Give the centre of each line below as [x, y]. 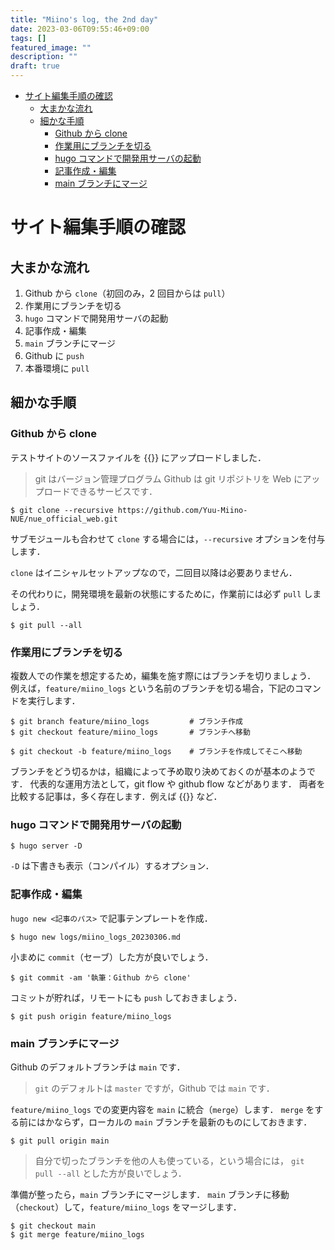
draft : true [35, 66]
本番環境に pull [57, 368]
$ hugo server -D [46, 846]
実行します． [54, 700]
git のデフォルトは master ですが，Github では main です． [154, 1088]
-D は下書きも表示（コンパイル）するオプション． [112, 866]
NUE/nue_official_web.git [64, 519]
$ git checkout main [53, 1226]
